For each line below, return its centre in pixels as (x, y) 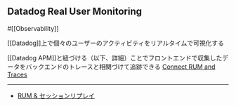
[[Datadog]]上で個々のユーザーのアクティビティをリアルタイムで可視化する (116, 43)
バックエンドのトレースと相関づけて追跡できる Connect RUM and (120, 67)
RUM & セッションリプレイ (56, 95)
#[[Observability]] (33, 28)
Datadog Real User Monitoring (75, 12)
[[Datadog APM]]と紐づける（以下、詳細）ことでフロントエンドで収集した (115, 58)
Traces (17, 74)
